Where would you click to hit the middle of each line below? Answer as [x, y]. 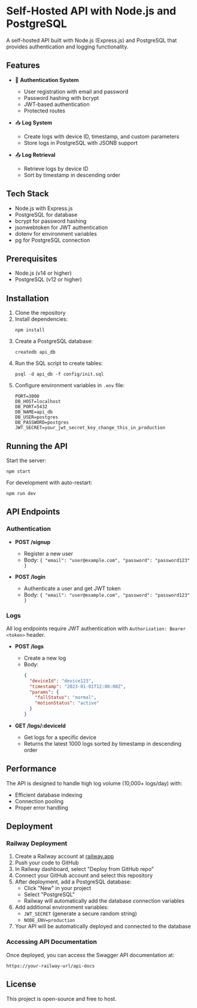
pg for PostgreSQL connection [52, 240]
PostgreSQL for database [46, 214]
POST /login [30, 576]
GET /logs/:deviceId [40, 725]
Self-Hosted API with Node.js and [91, 11]
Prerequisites [32, 259]
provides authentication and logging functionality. [67, 47]
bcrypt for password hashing [51, 221]
